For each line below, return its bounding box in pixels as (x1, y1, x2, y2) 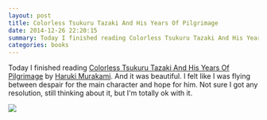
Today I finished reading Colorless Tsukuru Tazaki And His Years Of (8, 63, 230, 72)
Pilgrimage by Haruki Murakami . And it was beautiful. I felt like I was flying (8, 72, 250, 81)
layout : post (8, 11, 52, 20)
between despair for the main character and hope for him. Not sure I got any (8, 80, 258, 90)
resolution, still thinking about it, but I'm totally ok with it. (8, 88, 193, 98)
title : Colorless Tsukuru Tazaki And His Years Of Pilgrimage (8, 19, 219, 27)
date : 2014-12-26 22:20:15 (8, 26, 98, 34)
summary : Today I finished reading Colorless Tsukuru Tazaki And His (8, 33, 244, 42)
